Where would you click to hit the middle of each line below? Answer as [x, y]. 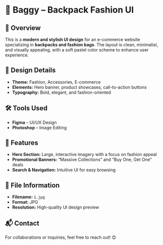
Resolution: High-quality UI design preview [55, 207]
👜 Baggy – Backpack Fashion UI [69, 10]
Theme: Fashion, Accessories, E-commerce [56, 82]
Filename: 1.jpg [28, 197]
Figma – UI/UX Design [34, 122]
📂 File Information [32, 185]
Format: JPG [25, 202]
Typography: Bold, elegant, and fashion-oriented [61, 92]
